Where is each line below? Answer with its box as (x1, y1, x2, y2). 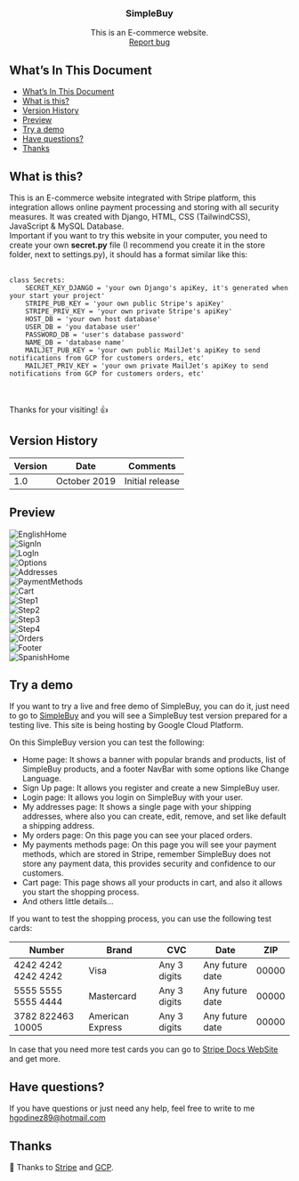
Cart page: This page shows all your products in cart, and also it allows (21, 878, 283, 888)
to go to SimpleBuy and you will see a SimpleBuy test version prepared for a (9, 710, 287, 721)
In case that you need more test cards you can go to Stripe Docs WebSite (9, 1044, 279, 1055)
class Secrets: (9, 275, 66, 285)
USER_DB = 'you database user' (25, 322, 141, 331)
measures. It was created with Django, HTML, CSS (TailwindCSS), (9, 211, 251, 222)
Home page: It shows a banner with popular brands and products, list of (21, 755, 287, 765)
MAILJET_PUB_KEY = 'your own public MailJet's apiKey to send (25, 345, 261, 354)
